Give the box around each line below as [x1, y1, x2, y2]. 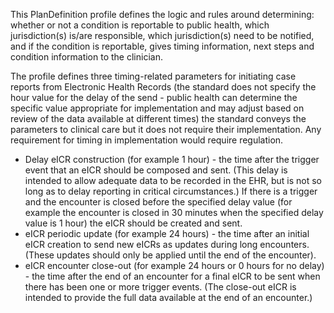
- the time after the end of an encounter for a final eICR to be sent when [24, 270, 321, 282]
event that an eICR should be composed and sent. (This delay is [24, 164, 288, 176]
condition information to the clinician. [10, 51, 163, 63]
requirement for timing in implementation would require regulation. [10, 134, 284, 146]
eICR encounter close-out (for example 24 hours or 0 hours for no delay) [24, 260, 325, 271]
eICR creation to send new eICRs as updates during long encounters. [24, 239, 310, 250]
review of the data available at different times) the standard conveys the [10, 113, 307, 124]
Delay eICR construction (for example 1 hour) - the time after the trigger [24, 154, 320, 165]
